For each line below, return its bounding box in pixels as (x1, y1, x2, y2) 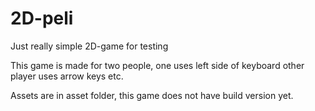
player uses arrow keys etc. (10, 70, 124, 82)
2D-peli (10, 7, 74, 30)
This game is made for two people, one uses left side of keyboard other (10, 59, 305, 71)
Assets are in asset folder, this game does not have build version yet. (10, 89, 294, 101)
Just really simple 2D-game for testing (10, 40, 169, 52)
